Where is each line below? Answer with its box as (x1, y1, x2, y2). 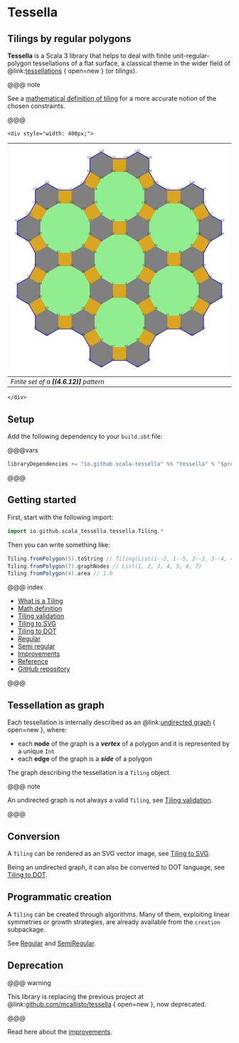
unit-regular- (172, 51, 210, 60)
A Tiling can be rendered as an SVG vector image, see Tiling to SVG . (7, 849, 211, 857)
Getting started (7, 494, 77, 506)
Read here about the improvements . (7, 1027, 112, 1036)
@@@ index (7, 583, 44, 591)
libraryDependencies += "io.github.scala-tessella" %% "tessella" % (7, 460, 215, 468)
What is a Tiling (17, 597, 63, 605)
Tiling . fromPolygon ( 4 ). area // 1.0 (7, 570, 113, 577)
